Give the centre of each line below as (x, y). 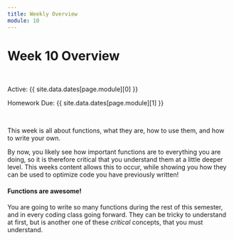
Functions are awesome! (44, 191)
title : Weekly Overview (43, 14)
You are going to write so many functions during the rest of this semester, (115, 207)
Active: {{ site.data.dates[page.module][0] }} (73, 89)
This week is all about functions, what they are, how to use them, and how (116, 131)
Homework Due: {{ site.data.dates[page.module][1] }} (86, 103)
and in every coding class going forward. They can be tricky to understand (117, 214)
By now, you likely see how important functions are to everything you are (114, 152)
